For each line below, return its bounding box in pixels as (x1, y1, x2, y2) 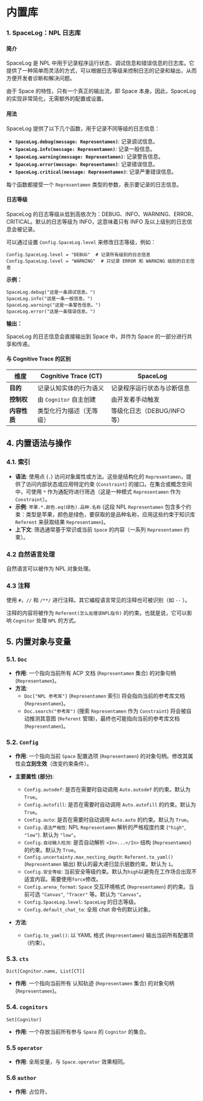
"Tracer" (66, 892, 89, 898)
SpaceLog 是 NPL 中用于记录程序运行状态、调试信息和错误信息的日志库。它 (6, 59, 195, 67)
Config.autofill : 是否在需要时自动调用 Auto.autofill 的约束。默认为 (24, 801, 196, 808)
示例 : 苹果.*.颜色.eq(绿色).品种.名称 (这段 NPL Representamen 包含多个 (14, 503, 186, 510)
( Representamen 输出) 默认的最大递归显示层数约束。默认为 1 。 (24, 860, 176, 868)
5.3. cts (6, 955, 29, 963)
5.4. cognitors (6, 1003, 48, 1011)
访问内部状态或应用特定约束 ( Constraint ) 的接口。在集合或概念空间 (25, 480, 192, 488)
